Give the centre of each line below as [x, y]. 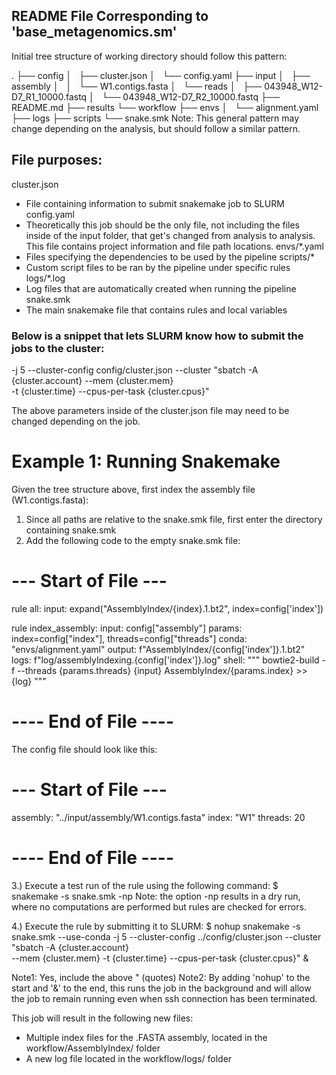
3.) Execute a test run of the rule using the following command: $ [145, 885]
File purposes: [57, 160]
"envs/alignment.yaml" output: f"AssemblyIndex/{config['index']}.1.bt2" [158, 649]
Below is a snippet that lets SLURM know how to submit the [157, 336]
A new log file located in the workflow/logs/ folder [129, 1058]
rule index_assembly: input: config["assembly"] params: [127, 628]
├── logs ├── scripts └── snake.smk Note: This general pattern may [155, 118]
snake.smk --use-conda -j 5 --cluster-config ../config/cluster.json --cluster [166, 936]
